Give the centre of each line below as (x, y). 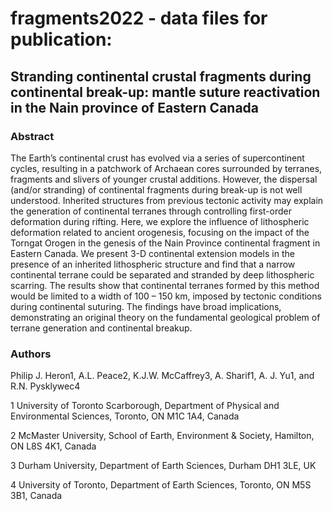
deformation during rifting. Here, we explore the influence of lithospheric (160, 221)
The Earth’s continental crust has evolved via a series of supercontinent (157, 158)
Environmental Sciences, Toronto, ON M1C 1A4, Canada (125, 416)
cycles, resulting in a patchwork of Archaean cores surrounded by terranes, (166, 168)
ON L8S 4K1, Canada (53, 446)
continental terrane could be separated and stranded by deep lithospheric (162, 274)
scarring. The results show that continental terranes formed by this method (165, 285)
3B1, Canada (36, 496)
